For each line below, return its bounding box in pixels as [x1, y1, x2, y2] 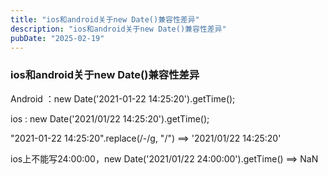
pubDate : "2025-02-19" [10, 33, 105, 43]
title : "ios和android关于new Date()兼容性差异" [10, 14, 200, 25]
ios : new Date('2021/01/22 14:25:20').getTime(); [10, 112, 210, 125]
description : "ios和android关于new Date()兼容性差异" [10, 24, 227, 34]
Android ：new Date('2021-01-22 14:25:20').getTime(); [10, 92, 236, 105]
